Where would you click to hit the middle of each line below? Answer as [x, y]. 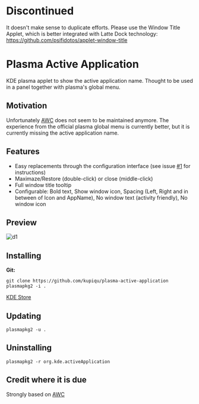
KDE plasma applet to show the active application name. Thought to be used [99, 80]
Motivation [27, 106]
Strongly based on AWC [36, 394]
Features [23, 152]
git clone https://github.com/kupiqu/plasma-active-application [87, 281]
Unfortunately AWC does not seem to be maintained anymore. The [88, 120]
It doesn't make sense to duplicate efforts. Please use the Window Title [93, 27]
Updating [24, 316]
